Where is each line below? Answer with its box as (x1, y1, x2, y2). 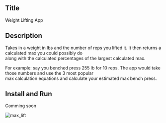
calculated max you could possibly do (5, 50, 83, 56)
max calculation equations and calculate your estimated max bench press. (5, 75, 157, 81)
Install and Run (5, 90, 52, 98)
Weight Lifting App (5, 17, 43, 23)
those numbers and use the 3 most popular (5, 70, 93, 76)
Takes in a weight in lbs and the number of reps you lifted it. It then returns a (5, 45, 162, 51)
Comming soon (5, 103, 36, 109)
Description (5, 32, 42, 40)
